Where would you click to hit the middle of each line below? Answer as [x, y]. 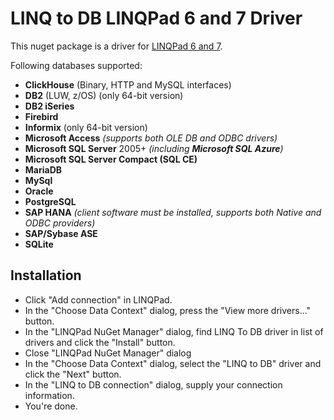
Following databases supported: [76, 65]
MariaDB [43, 169]
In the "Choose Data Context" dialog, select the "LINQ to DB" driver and [173, 363]
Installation [46, 275]
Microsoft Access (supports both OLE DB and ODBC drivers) [151, 138]
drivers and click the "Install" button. [100, 342]
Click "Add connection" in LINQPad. [98, 299]
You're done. [51, 406]
